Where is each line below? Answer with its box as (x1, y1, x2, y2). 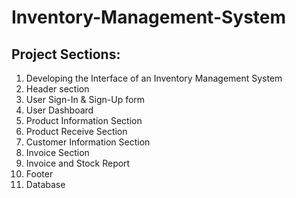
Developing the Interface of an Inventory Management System (25, 72, 283, 84)
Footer (25, 168, 54, 180)
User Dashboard (25, 104, 94, 116)
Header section (25, 83, 90, 95)
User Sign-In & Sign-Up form (25, 94, 146, 105)
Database (25, 179, 66, 190)
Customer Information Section (25, 136, 151, 148)
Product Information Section (25, 115, 143, 126)
